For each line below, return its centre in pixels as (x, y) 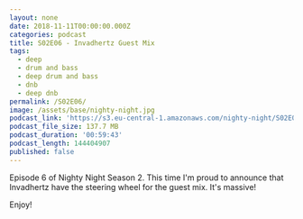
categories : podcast (48, 34)
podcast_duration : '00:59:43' (66, 135)
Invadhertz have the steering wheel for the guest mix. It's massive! (133, 187)
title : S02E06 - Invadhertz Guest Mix (82, 43)
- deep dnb (38, 93)
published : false (42, 151)
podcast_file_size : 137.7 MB (64, 127)
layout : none (34, 18)
